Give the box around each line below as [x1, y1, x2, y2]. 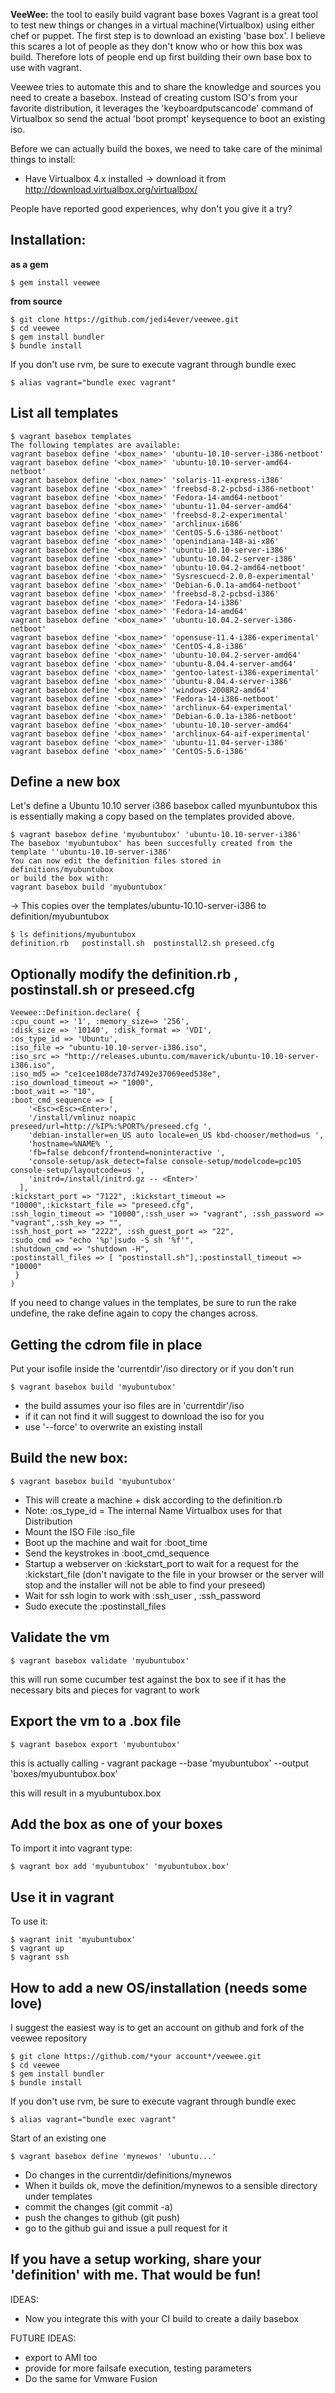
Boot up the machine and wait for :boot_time [24, 1536, 208, 1548]
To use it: [10, 1915, 49, 1928]
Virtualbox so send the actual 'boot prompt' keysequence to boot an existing [10, 113, 326, 124]
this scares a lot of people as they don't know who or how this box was [10, 40, 303, 52]
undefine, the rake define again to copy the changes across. [10, 1307, 259, 1319]
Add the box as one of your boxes [10, 1815, 223, 1833]
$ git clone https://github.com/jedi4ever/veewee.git [10, 314, 240, 324]
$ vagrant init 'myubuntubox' [10, 1935, 137, 1945]
